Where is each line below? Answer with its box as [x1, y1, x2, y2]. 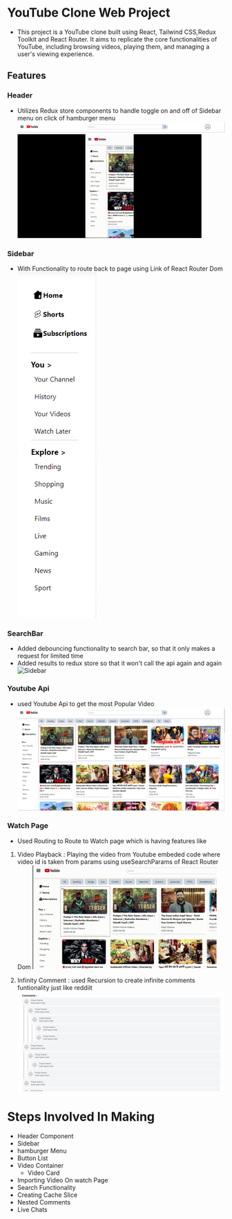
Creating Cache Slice [17, 1191, 78, 1199]
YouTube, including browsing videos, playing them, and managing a [17, 42, 210, 51]
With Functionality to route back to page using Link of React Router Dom [17, 264, 223, 273]
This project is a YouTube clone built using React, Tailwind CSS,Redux [17, 28, 216, 36]
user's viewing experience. [17, 50, 95, 58]
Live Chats [17, 1205, 48, 1213]
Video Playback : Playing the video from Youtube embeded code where [17, 850, 221, 858]
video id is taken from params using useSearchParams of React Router [17, 857, 219, 866]
